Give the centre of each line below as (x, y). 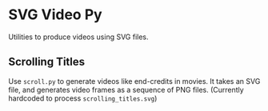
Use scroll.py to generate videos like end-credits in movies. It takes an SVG (134, 81)
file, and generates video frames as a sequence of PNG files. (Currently (126, 89)
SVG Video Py (55, 15)
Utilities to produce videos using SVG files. (79, 37)
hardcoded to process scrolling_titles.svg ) (83, 98)
